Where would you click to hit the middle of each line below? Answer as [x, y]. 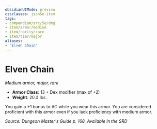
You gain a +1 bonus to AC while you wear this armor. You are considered [78, 106]
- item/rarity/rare [25, 32]
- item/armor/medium [26, 28]
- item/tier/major [24, 37]
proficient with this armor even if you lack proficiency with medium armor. [79, 112]
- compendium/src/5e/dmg [30, 23]
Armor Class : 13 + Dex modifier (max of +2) [56, 92]
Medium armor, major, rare [32, 83]
